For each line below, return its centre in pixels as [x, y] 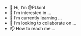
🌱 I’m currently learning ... [36, 18]
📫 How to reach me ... [32, 28]
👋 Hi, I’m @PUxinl [27, 8]
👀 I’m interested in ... [30, 13]
